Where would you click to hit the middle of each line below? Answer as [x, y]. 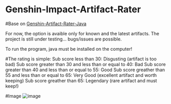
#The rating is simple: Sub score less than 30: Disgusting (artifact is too [81, 59]
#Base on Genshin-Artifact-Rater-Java [46, 24]
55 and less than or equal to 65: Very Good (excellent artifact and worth [81, 75]
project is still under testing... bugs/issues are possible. [64, 39]
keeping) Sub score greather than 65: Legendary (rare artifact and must [81, 80]
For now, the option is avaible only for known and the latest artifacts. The [82, 33]
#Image [13, 96]
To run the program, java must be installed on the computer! [69, 49]
